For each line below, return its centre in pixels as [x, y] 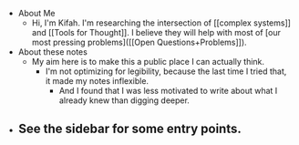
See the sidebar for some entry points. [129, 129]
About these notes [53, 52]
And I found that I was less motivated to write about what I [168, 91]
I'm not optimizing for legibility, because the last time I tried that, [166, 71]
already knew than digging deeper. [124, 100]
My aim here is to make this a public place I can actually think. [148, 62]
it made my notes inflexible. [97, 81]
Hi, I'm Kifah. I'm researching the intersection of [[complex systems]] [161, 23]
